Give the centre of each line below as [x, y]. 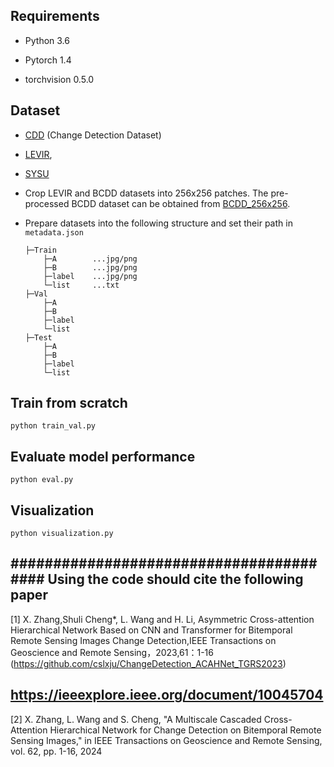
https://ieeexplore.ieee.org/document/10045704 [167, 695]
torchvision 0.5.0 [59, 79]
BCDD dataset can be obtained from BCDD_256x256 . [181, 203]
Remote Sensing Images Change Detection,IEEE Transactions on [143, 640]
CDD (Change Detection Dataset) [93, 135]
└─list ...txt [81, 285]
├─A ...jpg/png [90, 259]
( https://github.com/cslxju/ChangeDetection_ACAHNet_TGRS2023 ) [148, 663]
